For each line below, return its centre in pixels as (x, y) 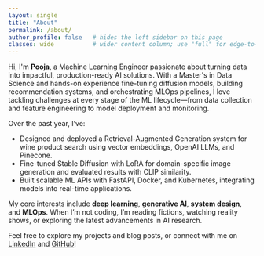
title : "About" (33, 23)
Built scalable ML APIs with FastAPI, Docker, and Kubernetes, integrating (137, 180)
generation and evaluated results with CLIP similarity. (105, 172)
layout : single (33, 15)
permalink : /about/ (40, 30)
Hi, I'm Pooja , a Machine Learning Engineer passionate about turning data (128, 67)
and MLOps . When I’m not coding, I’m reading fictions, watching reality (123, 212)
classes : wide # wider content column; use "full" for (117, 45)
